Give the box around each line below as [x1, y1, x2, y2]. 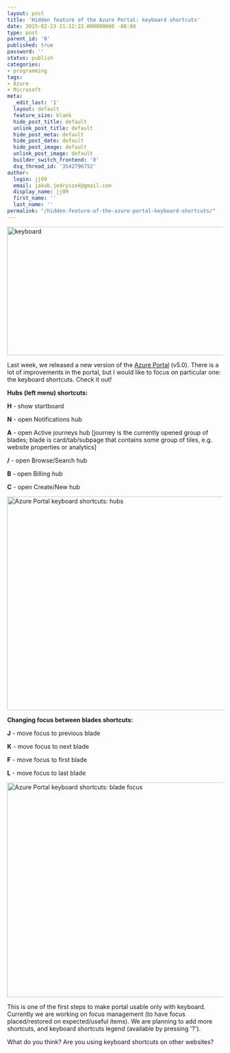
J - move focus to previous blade [7, 729, 101, 737]
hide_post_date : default [13, 138, 84, 145]
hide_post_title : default [13, 118, 88, 125]
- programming [7, 67, 48, 74]
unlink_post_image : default [13, 150, 94, 158]
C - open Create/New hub [7, 482, 81, 491]
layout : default [13, 106, 60, 112]
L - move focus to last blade [7, 769, 86, 777]
